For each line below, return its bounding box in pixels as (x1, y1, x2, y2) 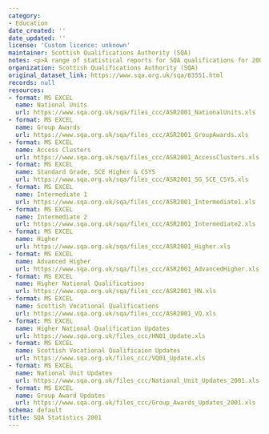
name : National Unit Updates (15, 369, 113, 377)
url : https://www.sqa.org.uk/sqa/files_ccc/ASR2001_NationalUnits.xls (15, 109, 256, 117)
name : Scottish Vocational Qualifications (15, 302, 159, 310)
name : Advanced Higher (15, 257, 91, 265)
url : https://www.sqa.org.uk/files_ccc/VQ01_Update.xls (15, 354, 206, 363)
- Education (8, 19, 48, 27)
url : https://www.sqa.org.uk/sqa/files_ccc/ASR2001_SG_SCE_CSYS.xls (15, 175, 249, 184)
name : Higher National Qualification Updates (15, 324, 171, 332)
